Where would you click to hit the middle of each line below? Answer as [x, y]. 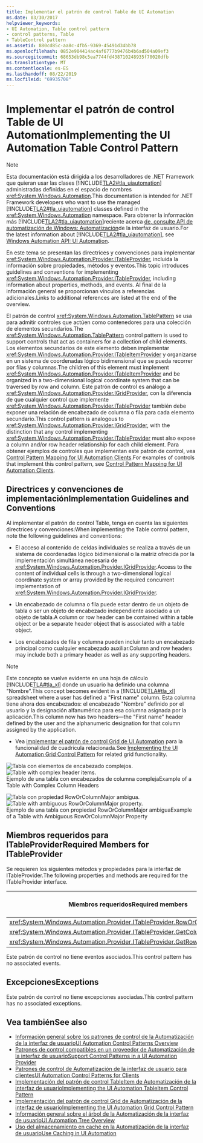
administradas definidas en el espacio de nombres [69, 190]
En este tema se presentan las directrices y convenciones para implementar [101, 253]
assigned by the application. [41, 729]
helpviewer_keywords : [34, 23]
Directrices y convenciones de [65, 489]
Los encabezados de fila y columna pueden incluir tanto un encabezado [105, 641]
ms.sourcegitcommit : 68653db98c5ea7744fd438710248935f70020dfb [88, 57]
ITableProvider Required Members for [78, 845]
